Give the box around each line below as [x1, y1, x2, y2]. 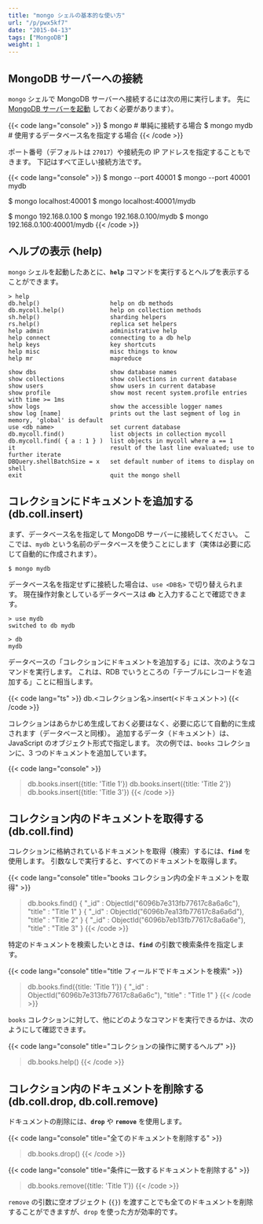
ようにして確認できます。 [8, 1025, 90, 1035]
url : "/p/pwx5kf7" [8, 19, 68, 27]
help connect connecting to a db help [8, 333, 192, 342]
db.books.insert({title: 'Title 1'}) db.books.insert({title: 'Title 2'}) [27, 779, 232, 788]
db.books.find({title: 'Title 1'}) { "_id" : [27, 982, 149, 991]
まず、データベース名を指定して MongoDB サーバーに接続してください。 [8, 529, 243, 538]
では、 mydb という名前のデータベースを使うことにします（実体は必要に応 [14, 539, 251, 549]
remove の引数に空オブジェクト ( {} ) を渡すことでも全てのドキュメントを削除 [8, 1197, 254, 1207]
